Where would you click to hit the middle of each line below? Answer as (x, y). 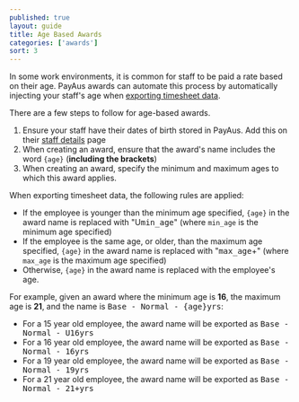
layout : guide (36, 26)
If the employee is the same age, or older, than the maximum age (142, 241)
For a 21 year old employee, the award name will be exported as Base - (155, 380)
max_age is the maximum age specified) (94, 260)
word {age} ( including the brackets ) (89, 159)
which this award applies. (69, 178)
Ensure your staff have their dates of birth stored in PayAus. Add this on (155, 130)
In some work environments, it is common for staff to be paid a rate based (146, 76)
